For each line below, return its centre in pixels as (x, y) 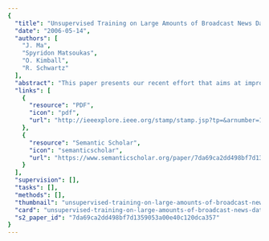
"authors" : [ (37, 38)
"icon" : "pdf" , (54, 113)
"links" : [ (33, 90)
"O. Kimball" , (45, 61)
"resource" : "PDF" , (61, 105)
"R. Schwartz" (45, 68)
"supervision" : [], (47, 180)
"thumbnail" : (37, 202)
